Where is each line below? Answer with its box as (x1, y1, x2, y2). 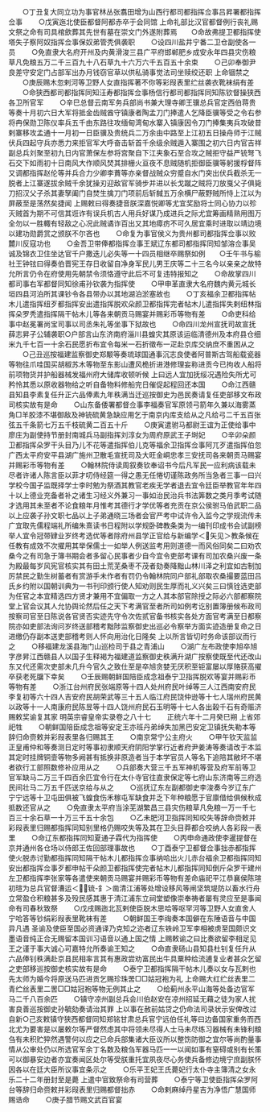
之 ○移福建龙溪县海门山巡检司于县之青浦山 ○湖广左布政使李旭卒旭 (8, 641, 258, 651)
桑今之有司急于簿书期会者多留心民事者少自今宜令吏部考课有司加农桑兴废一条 (8, 551, 262, 560)
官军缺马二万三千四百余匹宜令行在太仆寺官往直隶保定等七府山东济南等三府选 (8, 773, 262, 782)
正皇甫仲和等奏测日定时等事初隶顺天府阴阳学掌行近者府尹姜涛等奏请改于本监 (8, 742, 262, 752)
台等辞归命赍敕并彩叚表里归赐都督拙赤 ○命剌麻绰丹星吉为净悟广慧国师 (8, 1085, 256, 1094)
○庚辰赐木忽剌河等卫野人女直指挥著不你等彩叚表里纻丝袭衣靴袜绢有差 (22, 77, 255, 87)
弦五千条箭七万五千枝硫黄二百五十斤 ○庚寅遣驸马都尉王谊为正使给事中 (8, 420, 256, 429)
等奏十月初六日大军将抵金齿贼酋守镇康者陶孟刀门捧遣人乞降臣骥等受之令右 (8, 108, 255, 117)
